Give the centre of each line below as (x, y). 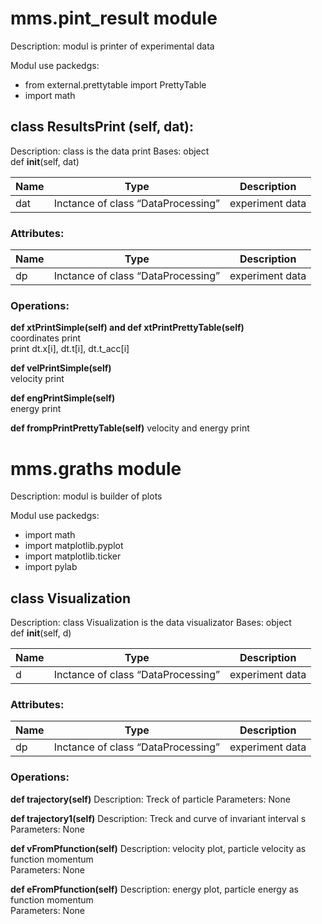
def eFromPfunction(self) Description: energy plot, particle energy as (154, 889)
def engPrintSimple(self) (63, 398)
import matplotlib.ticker (73, 556)
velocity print (37, 379)
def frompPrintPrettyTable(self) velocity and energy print (130, 428)
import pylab (51, 567)
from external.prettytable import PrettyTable (115, 84)
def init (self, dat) (45, 161)
